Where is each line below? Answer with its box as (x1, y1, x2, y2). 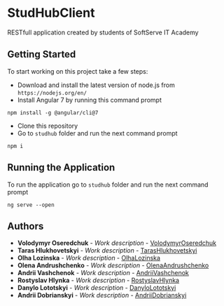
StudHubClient (7, 5, 95, 21)
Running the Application (7, 161, 115, 173)
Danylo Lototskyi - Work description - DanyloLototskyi (17, 284, 176, 292)
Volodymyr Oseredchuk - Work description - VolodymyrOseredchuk (17, 239, 217, 247)
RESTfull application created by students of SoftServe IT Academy (7, 28, 199, 36)
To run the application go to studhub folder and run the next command (7, 180, 209, 189)
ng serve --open (7, 201, 55, 208)
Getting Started (7, 48, 76, 60)
